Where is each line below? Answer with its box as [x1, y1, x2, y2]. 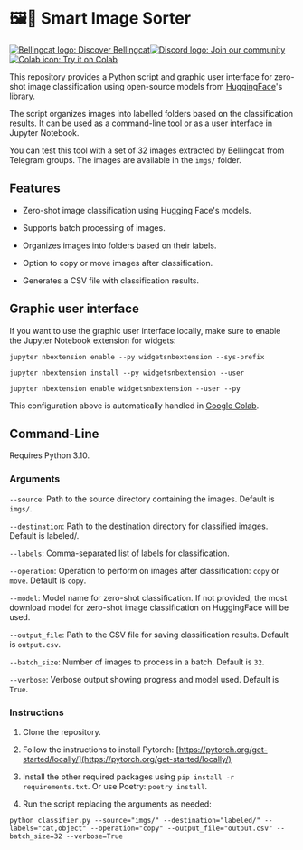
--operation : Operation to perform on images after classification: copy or [9, 565, 280, 576]
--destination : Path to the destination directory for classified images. [9, 521, 269, 531]
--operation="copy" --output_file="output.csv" [90, 824, 273, 833]
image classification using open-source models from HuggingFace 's [27, 81, 283, 91]
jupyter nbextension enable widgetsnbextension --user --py [9, 384, 241, 393]
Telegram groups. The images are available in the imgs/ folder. [9, 154, 241, 165]
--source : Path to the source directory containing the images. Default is [9, 493, 275, 504]
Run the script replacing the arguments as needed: [22, 798, 213, 809]
